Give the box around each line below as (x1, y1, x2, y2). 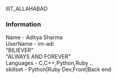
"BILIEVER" (5, 46, 34, 54)
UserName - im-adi (5, 40, 54, 48)
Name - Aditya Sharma (5, 34, 63, 41)
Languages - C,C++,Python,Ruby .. (5, 60, 93, 67)
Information (5, 20, 41, 28)
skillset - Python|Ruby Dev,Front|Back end (5, 66, 112, 73)
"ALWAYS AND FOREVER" (5, 53, 71, 60)
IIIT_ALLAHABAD (5, 5, 48, 12)
